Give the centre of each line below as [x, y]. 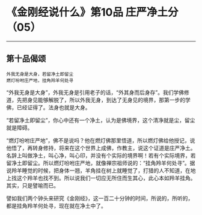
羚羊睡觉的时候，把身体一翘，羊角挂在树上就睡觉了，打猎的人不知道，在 [101, 170]
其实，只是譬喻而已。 [32, 185]
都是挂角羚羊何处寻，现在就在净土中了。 [56, 205]
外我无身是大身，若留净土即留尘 [40, 74]
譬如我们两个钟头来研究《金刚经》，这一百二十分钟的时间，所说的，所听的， [100, 198]
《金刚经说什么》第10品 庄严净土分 [92, 12]
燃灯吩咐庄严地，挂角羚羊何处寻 [40, 80]
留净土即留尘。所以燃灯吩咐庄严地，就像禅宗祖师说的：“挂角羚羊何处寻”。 [98, 163]
